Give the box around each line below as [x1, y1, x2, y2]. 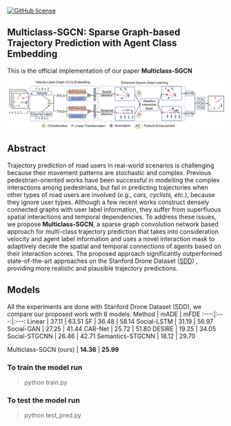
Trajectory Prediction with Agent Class [7, 37, 177, 49]
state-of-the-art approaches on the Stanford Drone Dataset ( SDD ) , [7, 257, 198, 265]
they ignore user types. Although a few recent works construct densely [7, 198, 210, 206]
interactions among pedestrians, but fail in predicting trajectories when [7, 183, 208, 192]
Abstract [7, 142, 46, 155]
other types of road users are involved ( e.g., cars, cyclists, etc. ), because [7, 190, 215, 198]
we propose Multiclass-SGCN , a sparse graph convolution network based [7, 220, 219, 228]
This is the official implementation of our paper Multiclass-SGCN [7, 66, 193, 75]
